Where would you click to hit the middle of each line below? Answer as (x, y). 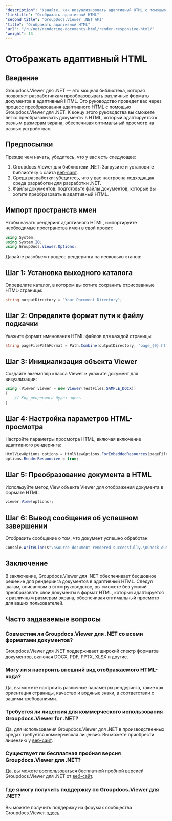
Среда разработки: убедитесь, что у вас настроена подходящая (83, 178)
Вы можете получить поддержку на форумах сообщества (69, 807)
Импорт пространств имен (51, 210)
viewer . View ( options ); (29, 502)
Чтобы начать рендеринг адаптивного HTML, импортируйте (71, 222)
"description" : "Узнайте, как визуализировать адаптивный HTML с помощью (86, 10)
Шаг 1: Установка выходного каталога (69, 273)
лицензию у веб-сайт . (29, 740)
